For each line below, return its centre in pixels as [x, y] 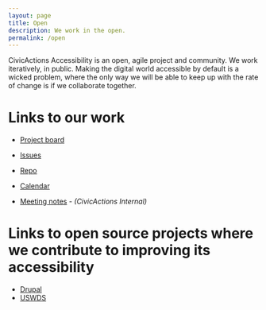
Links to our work [67, 118]
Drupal [31, 289]
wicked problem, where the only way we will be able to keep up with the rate [133, 77]
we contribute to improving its [109, 250]
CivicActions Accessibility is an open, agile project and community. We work [133, 60]
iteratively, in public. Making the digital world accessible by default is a [124, 69]
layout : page [30, 15]
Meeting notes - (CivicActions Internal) [83, 201]
